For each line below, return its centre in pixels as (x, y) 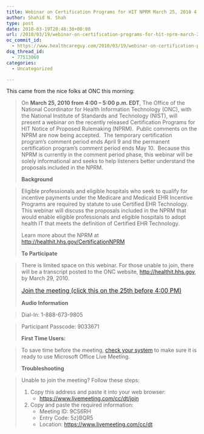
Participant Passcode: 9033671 (60, 327)
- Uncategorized (32, 68)
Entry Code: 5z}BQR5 (66, 418)
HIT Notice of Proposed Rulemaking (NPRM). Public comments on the (109, 129)
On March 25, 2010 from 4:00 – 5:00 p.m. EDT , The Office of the (103, 103)
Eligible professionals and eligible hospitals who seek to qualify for (104, 191)
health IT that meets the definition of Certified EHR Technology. (100, 223)
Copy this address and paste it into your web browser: (98, 392)
